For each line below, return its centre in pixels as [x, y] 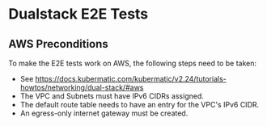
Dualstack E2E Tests [78, 14]
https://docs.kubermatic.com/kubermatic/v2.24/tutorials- [131, 79]
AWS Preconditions [59, 44]
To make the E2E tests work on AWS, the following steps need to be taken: [133, 63]
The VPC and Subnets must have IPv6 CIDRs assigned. [112, 96]
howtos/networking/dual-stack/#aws [82, 87]
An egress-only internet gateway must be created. [104, 113]
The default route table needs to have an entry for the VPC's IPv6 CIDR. [140, 105]
